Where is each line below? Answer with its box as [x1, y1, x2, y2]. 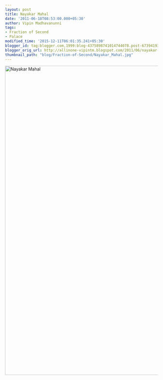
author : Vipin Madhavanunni [5, 20, 62, 26]
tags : [5, 25, 16, 30]
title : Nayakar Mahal [5, 12, 49, 17]
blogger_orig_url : [5, 48, 42, 52]
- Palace [5, 35, 23, 39]
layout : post [5, 7, 32, 12]
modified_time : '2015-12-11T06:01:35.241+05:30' [5, 39, 105, 44]
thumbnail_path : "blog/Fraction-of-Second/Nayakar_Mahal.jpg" [5, 52, 133, 57]
